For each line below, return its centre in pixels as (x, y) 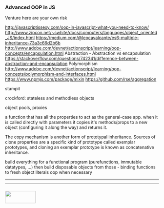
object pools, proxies (26, 108)
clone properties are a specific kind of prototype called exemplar (70, 142)
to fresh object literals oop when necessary (49, 172)
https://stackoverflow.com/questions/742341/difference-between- (72, 59)
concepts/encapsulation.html (34, 53)
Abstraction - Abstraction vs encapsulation (108, 53)
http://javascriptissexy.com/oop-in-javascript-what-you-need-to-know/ (77, 27)
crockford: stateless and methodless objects (50, 98)
